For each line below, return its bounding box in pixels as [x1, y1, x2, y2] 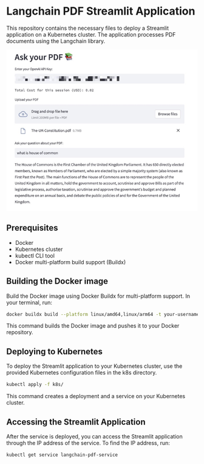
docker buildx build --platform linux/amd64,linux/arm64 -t [6, 311, 162, 317]
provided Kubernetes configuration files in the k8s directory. [6, 369, 157, 376]
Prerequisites [6, 223, 58, 233]
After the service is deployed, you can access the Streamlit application [6, 432, 183, 440]
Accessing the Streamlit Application [6, 417, 146, 427]
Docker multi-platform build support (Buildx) [15, 258, 126, 265]
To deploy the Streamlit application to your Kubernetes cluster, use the [6, 362, 183, 370]
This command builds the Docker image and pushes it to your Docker [6, 322, 180, 329]
